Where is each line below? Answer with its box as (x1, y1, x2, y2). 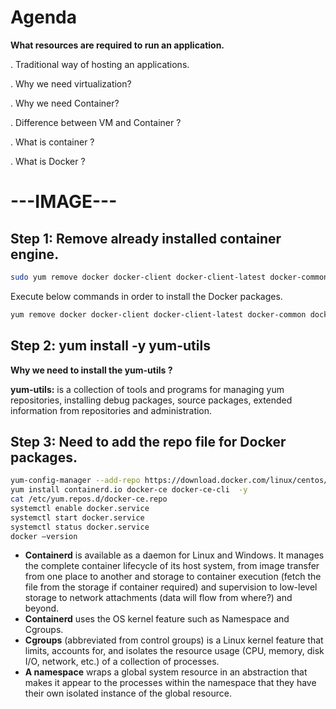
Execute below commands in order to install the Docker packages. (10, 290, 283, 302)
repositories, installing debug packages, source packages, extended (10, 394, 293, 406)
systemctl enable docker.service (10, 503, 150, 513)
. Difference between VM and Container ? (10, 116, 182, 128)
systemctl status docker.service (10, 522, 150, 532)
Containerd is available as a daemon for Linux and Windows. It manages (24, 549, 325, 561)
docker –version (10, 531, 78, 541)
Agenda (10, 6, 77, 29)
